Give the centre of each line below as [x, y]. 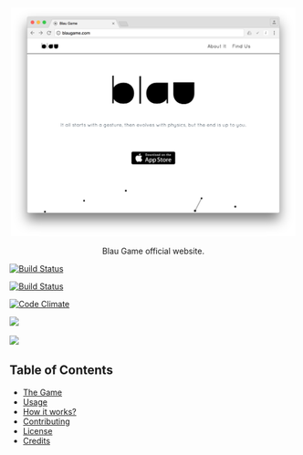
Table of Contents [62, 371]
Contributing [46, 421]
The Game [42, 392]
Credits [37, 440]
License [37, 430]
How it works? [49, 411]
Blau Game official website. [153, 251]
